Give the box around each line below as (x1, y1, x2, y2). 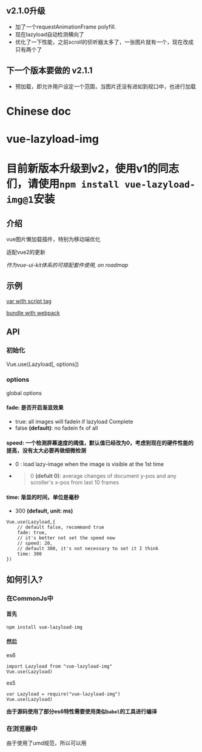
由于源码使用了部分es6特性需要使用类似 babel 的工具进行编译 (6, 708, 158, 716)
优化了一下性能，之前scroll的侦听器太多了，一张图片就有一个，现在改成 (15, 38, 194, 46)
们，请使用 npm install (6, 177, 120, 191)
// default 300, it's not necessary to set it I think (17, 546, 159, 552)
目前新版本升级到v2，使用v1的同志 (6, 162, 180, 176)
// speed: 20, (17, 540, 53, 547)
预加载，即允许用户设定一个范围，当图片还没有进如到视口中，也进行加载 (15, 83, 196, 90)
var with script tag (6, 297, 52, 305)
